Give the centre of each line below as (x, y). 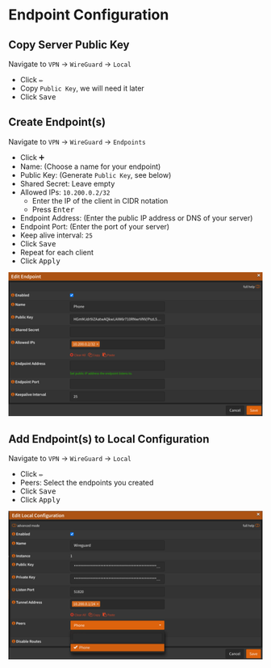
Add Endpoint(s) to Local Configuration (109, 439)
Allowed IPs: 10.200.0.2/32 (65, 192)
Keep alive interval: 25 (56, 235)
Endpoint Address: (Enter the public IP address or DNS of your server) (136, 218)
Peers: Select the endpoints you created (87, 483)
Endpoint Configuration (89, 15)
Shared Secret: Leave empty (67, 183)
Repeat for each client (57, 252)
